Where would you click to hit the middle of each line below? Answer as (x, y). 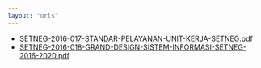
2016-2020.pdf (44, 55)
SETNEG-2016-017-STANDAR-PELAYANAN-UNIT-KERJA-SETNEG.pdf (136, 38)
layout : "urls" (33, 16)
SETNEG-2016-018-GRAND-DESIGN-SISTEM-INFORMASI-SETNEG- (133, 47)
